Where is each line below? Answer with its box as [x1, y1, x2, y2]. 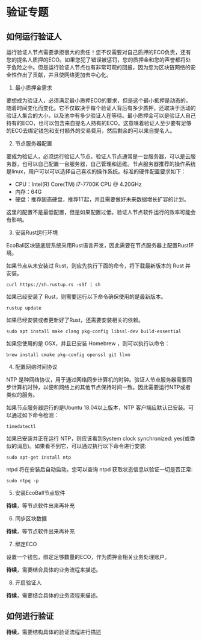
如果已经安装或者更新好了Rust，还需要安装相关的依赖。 [6, 316, 144, 324]
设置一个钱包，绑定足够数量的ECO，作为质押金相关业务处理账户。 [6, 553, 170, 560]
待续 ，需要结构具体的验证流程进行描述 [6, 628, 101, 636]
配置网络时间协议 [14, 363, 58, 370]
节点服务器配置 [14, 140, 52, 147]
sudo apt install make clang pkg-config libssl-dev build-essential [6, 328, 182, 334]
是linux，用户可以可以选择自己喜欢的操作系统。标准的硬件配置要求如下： [6, 168, 186, 175]
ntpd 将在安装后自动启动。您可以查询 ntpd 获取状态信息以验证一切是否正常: [6, 466, 193, 473]
